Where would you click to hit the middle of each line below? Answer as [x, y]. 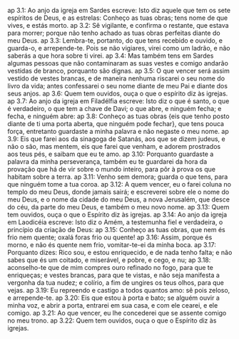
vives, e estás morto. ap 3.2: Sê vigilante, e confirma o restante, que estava [118, 25]
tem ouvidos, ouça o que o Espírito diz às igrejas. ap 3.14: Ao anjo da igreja [117, 214]
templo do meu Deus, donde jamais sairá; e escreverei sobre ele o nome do [118, 192]
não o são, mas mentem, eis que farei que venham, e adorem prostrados [114, 146]
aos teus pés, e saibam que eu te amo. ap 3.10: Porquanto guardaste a [111, 154]
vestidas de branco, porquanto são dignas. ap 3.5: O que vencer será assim [118, 71]
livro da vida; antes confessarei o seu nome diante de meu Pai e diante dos [118, 86]
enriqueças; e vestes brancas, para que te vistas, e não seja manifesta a [113, 275]
